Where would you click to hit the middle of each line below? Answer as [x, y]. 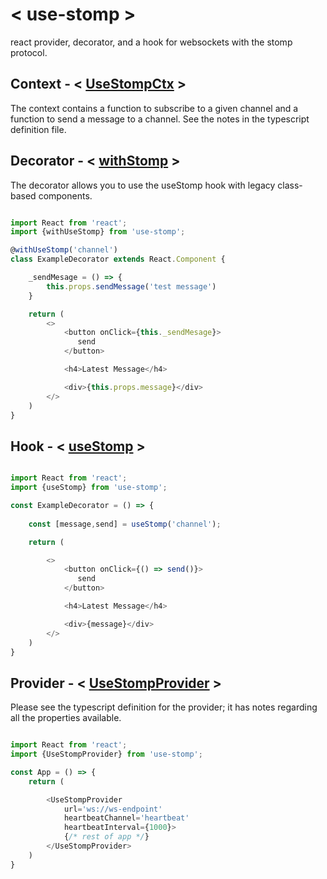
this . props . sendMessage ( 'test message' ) [131, 286]
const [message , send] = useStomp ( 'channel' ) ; [125, 524]
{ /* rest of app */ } [106, 837]
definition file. [38, 129]
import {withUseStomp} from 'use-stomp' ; [98, 232]
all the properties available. [66, 718]
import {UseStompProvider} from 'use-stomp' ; [106, 754]
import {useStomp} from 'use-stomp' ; [89, 488]
